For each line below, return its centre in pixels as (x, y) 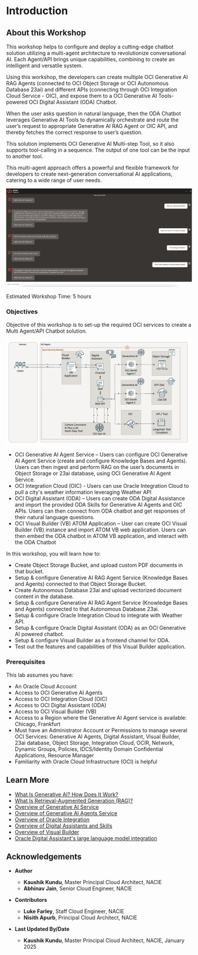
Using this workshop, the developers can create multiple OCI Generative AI (97, 77)
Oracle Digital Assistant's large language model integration (86, 838)
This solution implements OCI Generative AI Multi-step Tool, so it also (90, 144)
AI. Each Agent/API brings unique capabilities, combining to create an (90, 59)
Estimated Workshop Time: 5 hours (49, 297)
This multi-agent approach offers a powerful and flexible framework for (93, 168)
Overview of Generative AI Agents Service (66, 813)
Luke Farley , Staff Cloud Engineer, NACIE (74, 911)
